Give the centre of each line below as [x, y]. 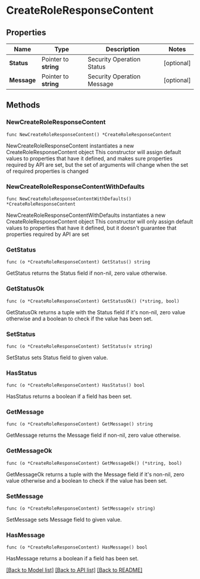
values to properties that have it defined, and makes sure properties [89, 158]
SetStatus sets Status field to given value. [57, 357]
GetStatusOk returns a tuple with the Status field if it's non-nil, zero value [96, 312]
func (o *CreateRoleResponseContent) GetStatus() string [78, 262]
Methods [23, 105]
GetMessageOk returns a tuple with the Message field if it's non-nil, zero [95, 474]
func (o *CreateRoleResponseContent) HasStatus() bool [76, 385]
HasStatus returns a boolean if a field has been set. [69, 396]
